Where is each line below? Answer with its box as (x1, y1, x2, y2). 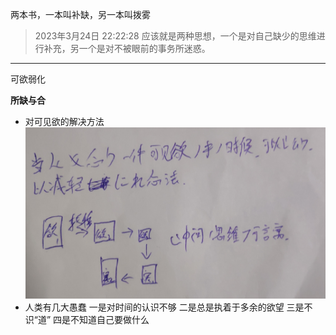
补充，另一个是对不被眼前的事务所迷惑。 (43, 43, 211, 54)
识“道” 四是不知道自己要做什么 (24, 314, 150, 326)
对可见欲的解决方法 (24, 116, 105, 127)
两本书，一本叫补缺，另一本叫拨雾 (10, 9, 151, 20)
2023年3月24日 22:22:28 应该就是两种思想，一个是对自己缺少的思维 (34, 30, 317, 42)
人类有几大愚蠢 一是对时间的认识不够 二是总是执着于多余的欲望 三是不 (24, 301, 313, 313)
